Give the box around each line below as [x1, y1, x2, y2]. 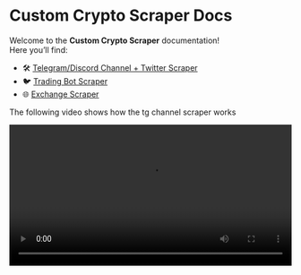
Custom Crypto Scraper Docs [9, 5, 233, 26]
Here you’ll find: [9, 44, 68, 55]
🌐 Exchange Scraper [21, 89, 99, 99]
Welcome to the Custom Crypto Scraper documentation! [9, 35, 220, 46]
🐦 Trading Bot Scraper [21, 75, 108, 86]
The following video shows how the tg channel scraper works [9, 107, 236, 117]
